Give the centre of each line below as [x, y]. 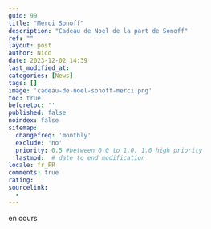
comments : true [34, 173]
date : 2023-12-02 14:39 [48, 61]
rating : [21, 180]
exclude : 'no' [39, 143]
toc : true [25, 98]
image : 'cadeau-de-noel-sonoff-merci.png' [80, 90]
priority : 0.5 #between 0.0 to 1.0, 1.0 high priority [109, 150]
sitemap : [23, 128]
